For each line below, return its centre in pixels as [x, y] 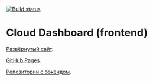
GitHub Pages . [24, 60]
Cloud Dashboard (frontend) [77, 33]
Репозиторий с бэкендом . [39, 72]
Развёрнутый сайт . [30, 49]
